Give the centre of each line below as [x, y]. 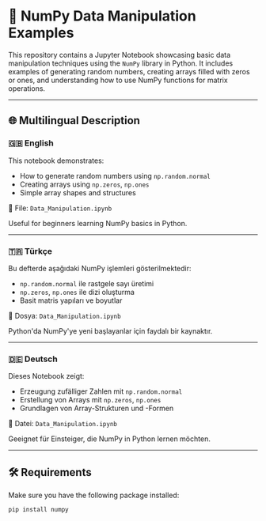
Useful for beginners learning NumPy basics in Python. [98, 223]
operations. [27, 88]
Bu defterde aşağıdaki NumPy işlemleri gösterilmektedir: [100, 268]
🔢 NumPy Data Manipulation [102, 16]
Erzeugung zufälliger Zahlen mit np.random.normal [101, 391]
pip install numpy [38, 510]
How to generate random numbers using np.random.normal [115, 176]
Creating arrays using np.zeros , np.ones [84, 184]
